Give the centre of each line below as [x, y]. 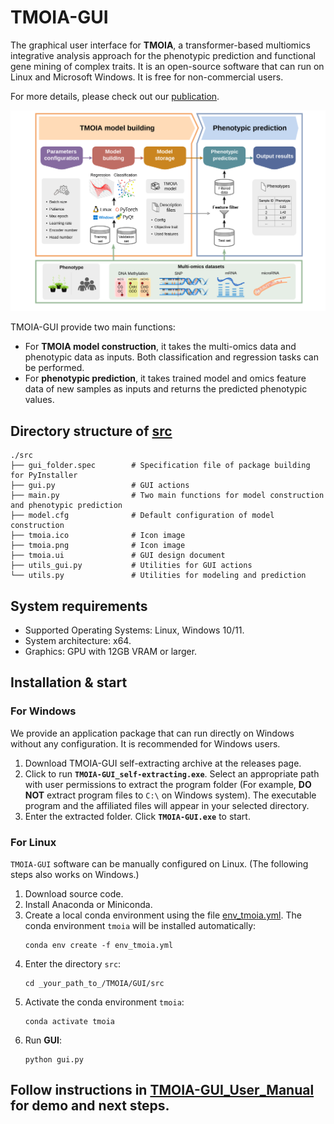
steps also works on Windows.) [75, 874]
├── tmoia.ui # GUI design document [118, 556]
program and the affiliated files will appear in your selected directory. [167, 805]
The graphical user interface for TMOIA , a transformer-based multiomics [160, 45]
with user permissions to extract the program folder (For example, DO [168, 784]
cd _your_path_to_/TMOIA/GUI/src [94, 983]
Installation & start [69, 682]
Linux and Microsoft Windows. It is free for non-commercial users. [147, 77]
